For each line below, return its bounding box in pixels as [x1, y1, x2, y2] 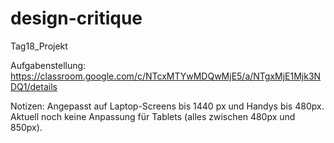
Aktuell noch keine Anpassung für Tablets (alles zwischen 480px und [10, 110, 296, 122]
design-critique [10, 7, 143, 30]
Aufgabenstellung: [10, 59, 87, 71]
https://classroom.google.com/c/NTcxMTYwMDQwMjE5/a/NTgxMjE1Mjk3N [10, 70, 322, 82]
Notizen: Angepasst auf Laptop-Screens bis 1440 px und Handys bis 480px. [10, 100, 325, 112]
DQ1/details [10, 80, 58, 92]
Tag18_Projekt [10, 40, 68, 52]
